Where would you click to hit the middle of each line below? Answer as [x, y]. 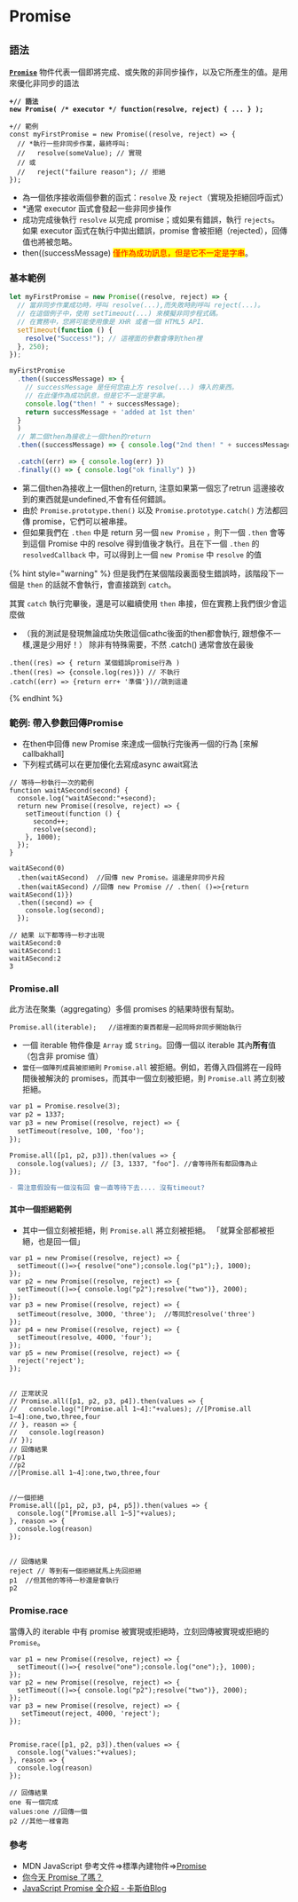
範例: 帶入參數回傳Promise [67, 722]
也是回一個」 [61, 1242]
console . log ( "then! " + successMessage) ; [102, 404]
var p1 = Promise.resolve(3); [65, 1107]
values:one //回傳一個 [48, 1811]
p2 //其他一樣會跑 [39, 1821]
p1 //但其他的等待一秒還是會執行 [64, 1581]
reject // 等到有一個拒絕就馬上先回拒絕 [75, 1571]
